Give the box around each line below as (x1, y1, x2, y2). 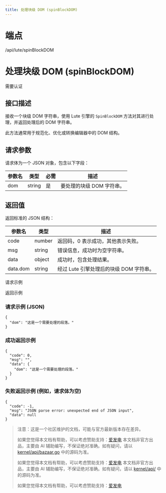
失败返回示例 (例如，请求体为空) (5, 388, 82, 395)
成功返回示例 (5, 337, 36, 344)
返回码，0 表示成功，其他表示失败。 (57, 238, 142, 245)
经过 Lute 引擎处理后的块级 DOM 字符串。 (57, 265, 155, 272)
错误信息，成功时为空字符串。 (57, 246, 127, 253)
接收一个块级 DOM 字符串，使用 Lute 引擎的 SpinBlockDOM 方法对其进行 (5, 113, 150, 119)
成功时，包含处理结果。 (57, 256, 112, 263)
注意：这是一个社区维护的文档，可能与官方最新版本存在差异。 (17, 426, 144, 432)
